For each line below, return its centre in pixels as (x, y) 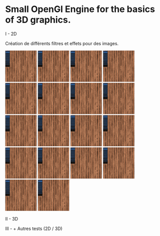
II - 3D (12, 218)
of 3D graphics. (38, 20)
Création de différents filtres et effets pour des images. (62, 43)
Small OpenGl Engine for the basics (80, 9)
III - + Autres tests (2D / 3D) (34, 228)
